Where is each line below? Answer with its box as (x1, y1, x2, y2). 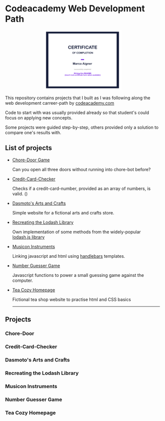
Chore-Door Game (12, 157, 50, 163)
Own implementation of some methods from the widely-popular (12, 229, 141, 235)
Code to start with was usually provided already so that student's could (5, 110, 149, 116)
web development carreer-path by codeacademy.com (5, 100, 114, 106)
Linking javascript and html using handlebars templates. (12, 253, 125, 259)
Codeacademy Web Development (5, 3, 145, 14)
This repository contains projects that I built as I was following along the (5, 95, 151, 101)
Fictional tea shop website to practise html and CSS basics (12, 296, 131, 302)
